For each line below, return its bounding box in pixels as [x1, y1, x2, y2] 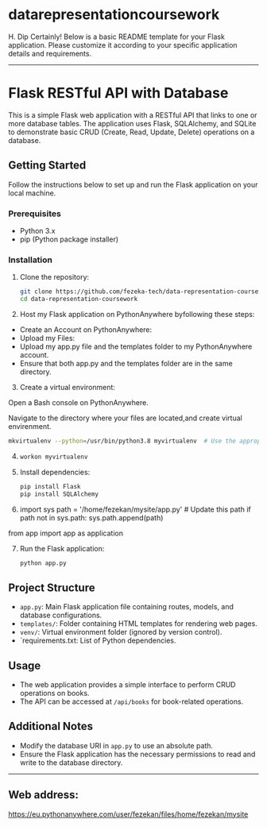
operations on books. [19, 689, 90, 698]
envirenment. [8, 422, 52, 431]
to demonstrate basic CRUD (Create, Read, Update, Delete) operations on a [8, 127, 255, 137]
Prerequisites [8, 208, 61, 219]
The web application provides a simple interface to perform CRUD [19, 680, 236, 690]
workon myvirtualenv [19, 453, 88, 461]
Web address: [8, 788, 79, 802]
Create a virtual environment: [19, 383, 115, 392]
